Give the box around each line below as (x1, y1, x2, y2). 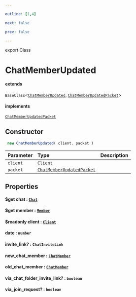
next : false (5, 20, 30, 25)
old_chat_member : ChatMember (5, 264, 69, 270)
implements (5, 103, 31, 109)
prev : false (5, 29, 30, 35)
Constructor (5, 128, 43, 136)
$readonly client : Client (5, 219, 57, 224)
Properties (5, 183, 38, 191)
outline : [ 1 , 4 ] (5, 11, 36, 16)
